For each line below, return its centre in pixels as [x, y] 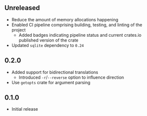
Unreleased [22, 8]
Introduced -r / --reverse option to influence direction [71, 77]
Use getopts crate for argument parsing [51, 82]
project [19, 30]
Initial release [25, 109]
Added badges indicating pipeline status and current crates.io [80, 35]
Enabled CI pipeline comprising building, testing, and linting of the [77, 25]
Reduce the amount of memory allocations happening [65, 19]
